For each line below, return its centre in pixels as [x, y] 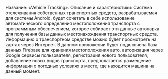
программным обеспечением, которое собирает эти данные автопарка [82, 29]
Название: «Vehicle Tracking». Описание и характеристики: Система [79, 7]
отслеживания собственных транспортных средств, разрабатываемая [81, 13]
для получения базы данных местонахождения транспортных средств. [82, 34]
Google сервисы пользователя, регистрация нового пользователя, [77, 55]
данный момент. [23, 71]
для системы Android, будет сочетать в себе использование [70, 18]
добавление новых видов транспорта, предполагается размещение [78, 61]
